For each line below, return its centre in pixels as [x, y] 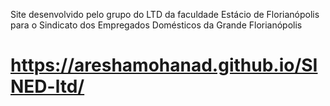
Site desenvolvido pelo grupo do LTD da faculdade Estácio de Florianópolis [165, 14]
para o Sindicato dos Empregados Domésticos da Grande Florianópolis [156, 25]
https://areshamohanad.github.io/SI [164, 65]
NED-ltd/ [47, 86]
